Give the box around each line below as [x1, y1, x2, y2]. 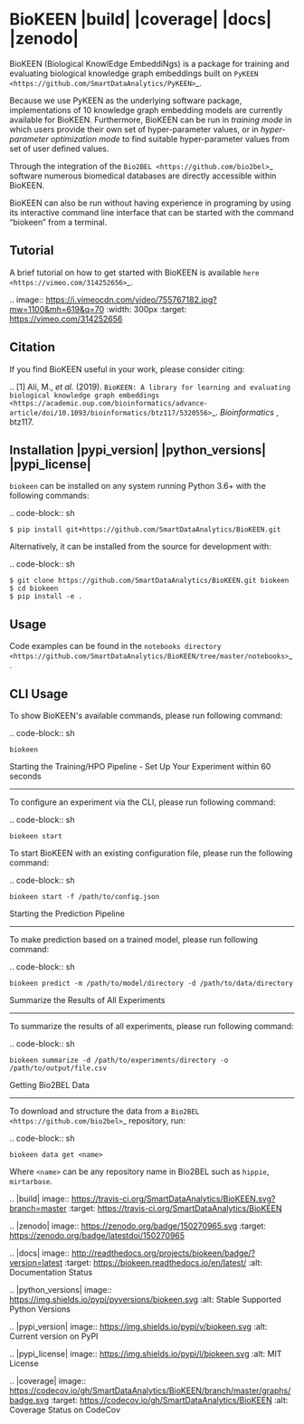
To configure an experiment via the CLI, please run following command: [9, 797, 276, 808]
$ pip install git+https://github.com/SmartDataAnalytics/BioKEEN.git [9, 525, 281, 534]
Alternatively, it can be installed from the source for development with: [9, 541, 271, 552]
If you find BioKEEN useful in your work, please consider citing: [9, 363, 245, 375]
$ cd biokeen [9, 584, 59, 593]
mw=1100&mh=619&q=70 [9, 303, 105, 314]
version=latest [9, 1257, 63, 1267]
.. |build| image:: [9, 1193, 70, 1204]
